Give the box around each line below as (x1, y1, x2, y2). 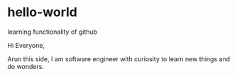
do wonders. (7, 62, 45, 70)
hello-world (7, 4, 78, 20)
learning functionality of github (7, 27, 98, 36)
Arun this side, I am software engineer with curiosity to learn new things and (7, 54, 231, 63)
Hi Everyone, (7, 41, 45, 49)
